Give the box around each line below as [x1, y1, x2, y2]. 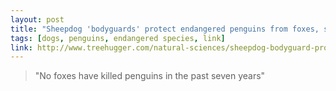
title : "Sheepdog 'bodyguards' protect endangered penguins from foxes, [10, 24, 320, 34]
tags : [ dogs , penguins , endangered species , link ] [10, 33, 226, 43]
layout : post [10, 14, 65, 25]
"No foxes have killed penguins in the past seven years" [34, 70, 266, 82]
